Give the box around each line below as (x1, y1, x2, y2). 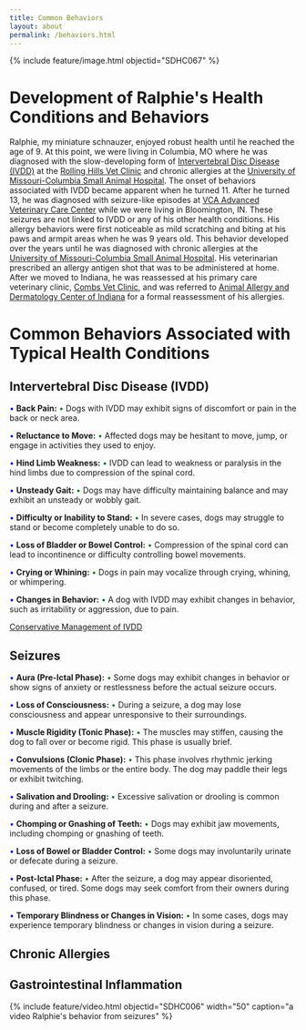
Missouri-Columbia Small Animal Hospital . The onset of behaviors (9, 175, 257, 187)
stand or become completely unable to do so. (9, 522, 180, 533)
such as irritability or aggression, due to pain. (9, 604, 179, 615)
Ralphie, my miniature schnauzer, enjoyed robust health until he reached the (9, 137, 295, 148)
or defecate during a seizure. (9, 855, 118, 866)
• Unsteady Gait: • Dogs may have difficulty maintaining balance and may (9, 484, 289, 496)
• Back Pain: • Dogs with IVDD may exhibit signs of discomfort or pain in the (9, 403, 297, 414)
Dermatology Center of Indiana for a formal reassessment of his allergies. (9, 291, 285, 302)
